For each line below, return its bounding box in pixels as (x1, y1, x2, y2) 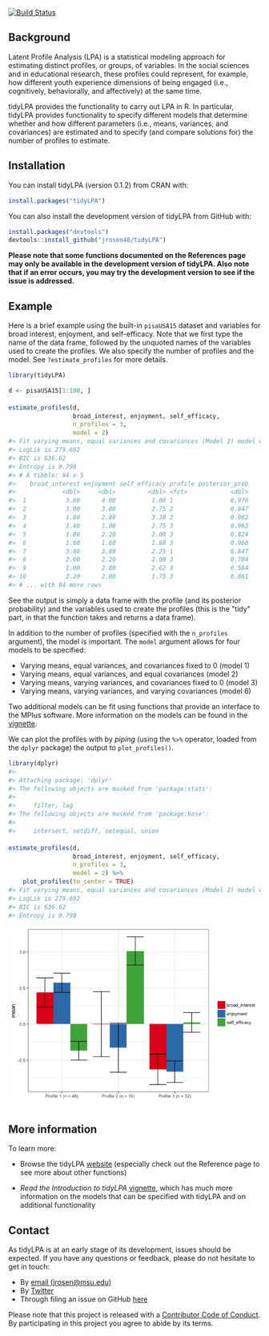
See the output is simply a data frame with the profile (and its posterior (8, 595, 242, 605)
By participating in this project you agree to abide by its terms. (8, 1318, 214, 1328)
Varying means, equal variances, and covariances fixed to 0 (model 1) (19, 660, 251, 670)
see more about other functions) (19, 1168, 127, 1177)
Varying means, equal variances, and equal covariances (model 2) (19, 669, 239, 679)
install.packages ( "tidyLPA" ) (8, 196, 106, 204)
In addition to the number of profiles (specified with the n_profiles (8, 628, 228, 637)
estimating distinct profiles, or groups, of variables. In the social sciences (8, 60, 250, 70)
